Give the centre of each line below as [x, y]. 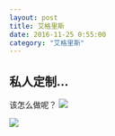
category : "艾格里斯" [47, 43]
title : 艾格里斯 [37, 26]
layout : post [34, 18]
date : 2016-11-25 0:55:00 [57, 34]
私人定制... [39, 82]
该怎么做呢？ [33, 105]
